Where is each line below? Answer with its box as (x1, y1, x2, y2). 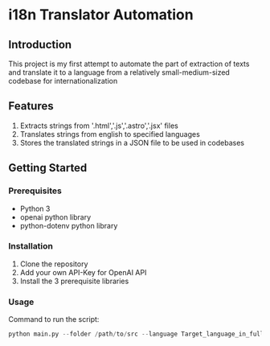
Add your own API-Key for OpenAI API (19, 267, 147, 277)
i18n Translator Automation (8, 6, 194, 24)
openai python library (19, 212, 92, 222)
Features (8, 99, 54, 113)
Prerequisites (8, 185, 62, 196)
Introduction (8, 38, 72, 51)
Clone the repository (19, 259, 88, 269)
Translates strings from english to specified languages (19, 129, 201, 138)
